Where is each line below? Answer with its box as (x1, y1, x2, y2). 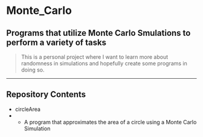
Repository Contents (6, 89, 86, 100)
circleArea (14, 105, 41, 113)
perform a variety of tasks (6, 37, 107, 47)
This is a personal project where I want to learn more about (21, 53, 169, 61)
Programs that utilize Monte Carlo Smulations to (6, 28, 191, 38)
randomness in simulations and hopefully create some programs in (21, 60, 187, 67)
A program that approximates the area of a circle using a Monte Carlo (24, 118, 197, 125)
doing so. (21, 66, 45, 73)
